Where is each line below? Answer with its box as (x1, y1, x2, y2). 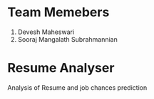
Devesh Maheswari (17, 28, 75, 36)
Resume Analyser (7, 60, 115, 76)
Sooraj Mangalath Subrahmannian (17, 35, 118, 43)
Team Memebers (7, 4, 110, 21)
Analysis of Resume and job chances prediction (7, 83, 148, 92)
